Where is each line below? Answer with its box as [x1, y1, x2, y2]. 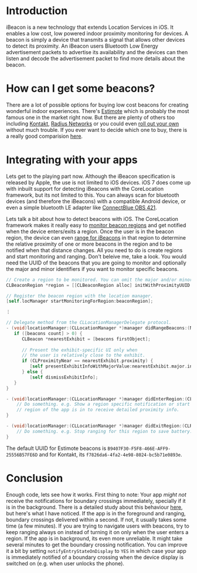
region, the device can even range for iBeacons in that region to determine [6, 234, 186, 241]
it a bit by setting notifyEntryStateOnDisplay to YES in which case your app [6, 547, 186, 554]
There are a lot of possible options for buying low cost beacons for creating [6, 101, 189, 108]
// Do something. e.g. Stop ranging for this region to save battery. [16, 428, 193, 434]
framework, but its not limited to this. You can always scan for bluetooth [6, 191, 180, 198]
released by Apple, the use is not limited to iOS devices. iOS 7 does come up [6, 178, 191, 186]
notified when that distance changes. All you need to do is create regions [6, 246, 183, 254]
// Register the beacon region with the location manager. [6, 293, 154, 299]
